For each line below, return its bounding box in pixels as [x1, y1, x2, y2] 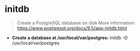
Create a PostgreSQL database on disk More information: [17, 20, 135, 26]
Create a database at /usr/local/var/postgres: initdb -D [12, 35, 128, 41]
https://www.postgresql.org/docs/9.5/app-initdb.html [17, 25, 127, 31]
